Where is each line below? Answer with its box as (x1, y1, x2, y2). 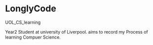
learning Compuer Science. (5, 34, 61, 40)
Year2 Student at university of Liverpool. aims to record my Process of (5, 29, 148, 35)
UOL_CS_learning (5, 19, 41, 25)
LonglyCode (5, 3, 57, 14)
